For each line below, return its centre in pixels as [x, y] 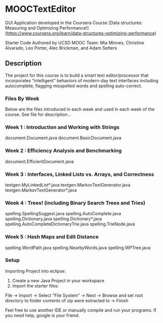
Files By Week [22, 98]
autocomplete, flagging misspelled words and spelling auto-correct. [74, 86]
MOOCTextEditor [41, 9]
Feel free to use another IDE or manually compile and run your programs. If [81, 310]
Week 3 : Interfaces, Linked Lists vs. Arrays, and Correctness [80, 174]
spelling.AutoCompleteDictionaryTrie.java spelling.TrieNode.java [70, 224]
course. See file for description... [38, 115]
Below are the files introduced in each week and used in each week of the [80, 109]
